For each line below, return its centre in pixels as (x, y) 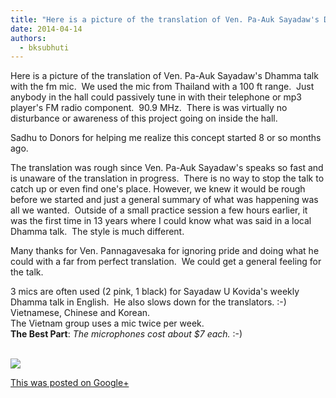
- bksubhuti (44, 47)
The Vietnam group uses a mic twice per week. (107, 323)
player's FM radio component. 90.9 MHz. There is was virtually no (149, 108)
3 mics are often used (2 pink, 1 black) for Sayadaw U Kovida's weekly (155, 292)
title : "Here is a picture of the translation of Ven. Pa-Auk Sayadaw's (165, 19)
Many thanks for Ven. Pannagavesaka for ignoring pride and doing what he (165, 251)
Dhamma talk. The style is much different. (97, 232)
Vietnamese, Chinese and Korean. (80, 313)
